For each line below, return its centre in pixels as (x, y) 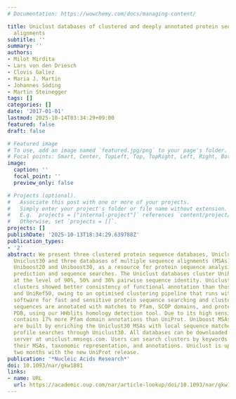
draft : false (26, 131)
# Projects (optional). (42, 195)
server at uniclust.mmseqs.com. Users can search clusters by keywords (121, 339)
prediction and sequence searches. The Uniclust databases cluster (114, 274)
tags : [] (20, 98)
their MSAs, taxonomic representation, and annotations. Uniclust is (117, 346)
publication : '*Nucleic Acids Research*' (69, 359)
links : (17, 372)
